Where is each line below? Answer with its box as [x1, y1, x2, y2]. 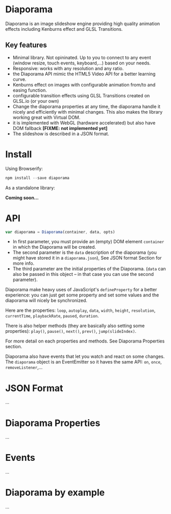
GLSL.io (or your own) [12, 98, 59, 104]
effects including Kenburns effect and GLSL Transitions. [5, 26, 123, 32]
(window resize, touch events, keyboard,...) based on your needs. [12, 60, 151, 66]
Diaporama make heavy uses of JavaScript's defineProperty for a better [5, 287, 157, 293]
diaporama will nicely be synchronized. [5, 297, 88, 304]
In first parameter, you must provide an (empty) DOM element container [12, 239, 164, 245]
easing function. [12, 87, 47, 93]
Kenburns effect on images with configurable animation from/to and [12, 81, 156, 88]
